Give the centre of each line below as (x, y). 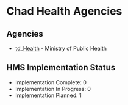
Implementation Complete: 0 (51, 82)
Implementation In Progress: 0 (53, 89)
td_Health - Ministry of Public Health (61, 48)
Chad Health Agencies (64, 11)
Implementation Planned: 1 (48, 95)
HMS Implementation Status (61, 67)
